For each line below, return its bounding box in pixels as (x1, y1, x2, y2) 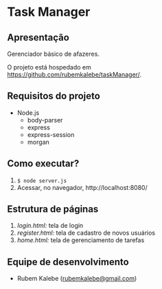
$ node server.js (16, 177, 67, 184)
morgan (27, 138, 50, 146)
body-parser (27, 116, 63, 124)
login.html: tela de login (16, 222, 84, 230)
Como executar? (7, 158, 80, 169)
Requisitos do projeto (7, 90, 101, 102)
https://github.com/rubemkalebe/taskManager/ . (7, 70, 142, 78)
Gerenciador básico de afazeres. (7, 50, 100, 58)
